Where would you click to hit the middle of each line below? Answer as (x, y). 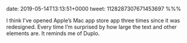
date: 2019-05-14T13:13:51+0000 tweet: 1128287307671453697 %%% (94, 9)
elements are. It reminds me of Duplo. (53, 33)
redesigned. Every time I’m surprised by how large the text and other (91, 27)
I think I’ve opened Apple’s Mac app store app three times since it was (93, 20)
